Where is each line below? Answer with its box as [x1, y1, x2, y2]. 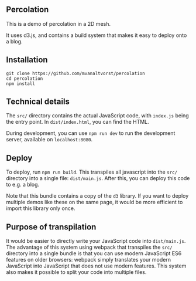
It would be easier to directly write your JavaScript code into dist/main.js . [6, 238, 186, 245]
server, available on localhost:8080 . [6, 136, 93, 143]
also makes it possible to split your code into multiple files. [6, 269, 147, 276]
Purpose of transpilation [6, 222, 97, 232]
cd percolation [6, 76, 43, 82]
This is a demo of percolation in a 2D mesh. [6, 20, 111, 27]
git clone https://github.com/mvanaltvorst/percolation [6, 70, 145, 76]
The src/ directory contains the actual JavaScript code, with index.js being [6, 112, 189, 119]
